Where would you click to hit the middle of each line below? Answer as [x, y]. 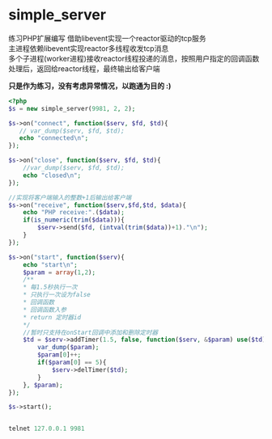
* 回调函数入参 [45, 310]
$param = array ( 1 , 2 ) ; [59, 272]
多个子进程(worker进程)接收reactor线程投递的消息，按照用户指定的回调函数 [134, 58]
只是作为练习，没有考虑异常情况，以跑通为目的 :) [90, 86]
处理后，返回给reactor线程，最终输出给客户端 [84, 68]
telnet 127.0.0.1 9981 [47, 429]
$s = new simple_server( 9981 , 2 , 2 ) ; [72, 108]
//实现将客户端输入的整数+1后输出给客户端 [70, 197]
